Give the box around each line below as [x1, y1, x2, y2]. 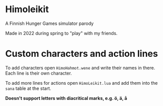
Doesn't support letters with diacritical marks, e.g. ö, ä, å [5, 95, 128, 101]
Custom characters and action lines [5, 48, 158, 59]
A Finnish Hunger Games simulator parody [5, 20, 94, 26]
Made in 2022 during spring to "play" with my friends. [5, 30, 118, 36]
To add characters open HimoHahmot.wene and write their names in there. [5, 64, 155, 70]
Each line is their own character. [5, 70, 72, 76]
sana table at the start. [5, 85, 52, 91]
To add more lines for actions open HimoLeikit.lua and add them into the [5, 80, 158, 86]
